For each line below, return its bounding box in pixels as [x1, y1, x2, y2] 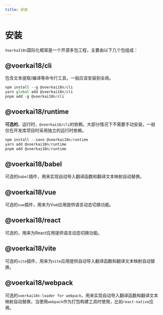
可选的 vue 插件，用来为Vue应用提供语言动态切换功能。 [5, 202, 114, 208]
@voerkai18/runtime [5, 107, 69, 116]
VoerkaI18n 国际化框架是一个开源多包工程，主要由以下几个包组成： [5, 47, 138, 53]
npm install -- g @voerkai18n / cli [5, 85, 73, 90]
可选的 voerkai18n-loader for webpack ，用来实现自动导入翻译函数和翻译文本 [5, 292, 159, 298]
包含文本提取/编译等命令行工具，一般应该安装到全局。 [5, 75, 114, 81]
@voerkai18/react [5, 216, 61, 225]
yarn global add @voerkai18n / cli [5, 89, 73, 95]
